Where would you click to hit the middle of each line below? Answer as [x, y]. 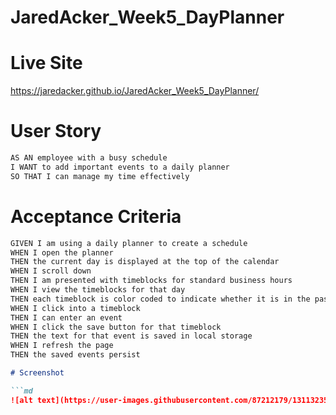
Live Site [46, 63]
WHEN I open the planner [62, 252]
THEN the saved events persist [75, 355]
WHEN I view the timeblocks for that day [98, 290]
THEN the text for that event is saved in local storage [131, 336]
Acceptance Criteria [96, 216]
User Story [56, 131]
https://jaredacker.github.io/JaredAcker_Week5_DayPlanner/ [135, 91]
